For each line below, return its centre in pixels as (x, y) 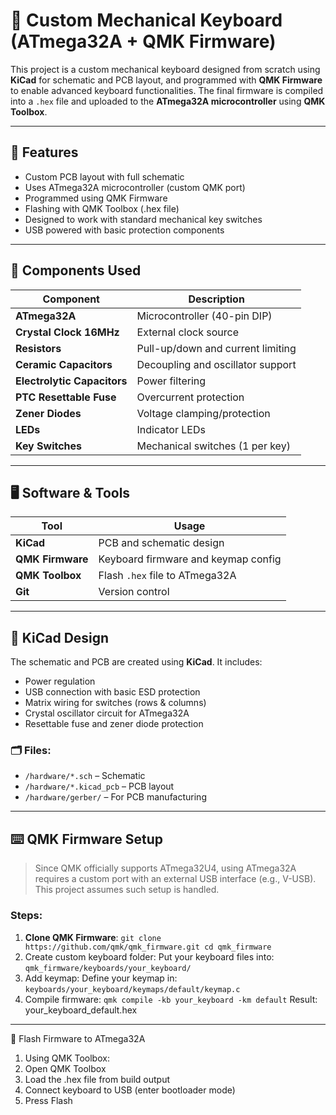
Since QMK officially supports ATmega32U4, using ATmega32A (165, 868)
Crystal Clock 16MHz (67, 332)
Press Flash (48, 1100)
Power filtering (171, 381)
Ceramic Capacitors (64, 364)
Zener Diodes (48, 413)
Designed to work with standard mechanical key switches (143, 219)
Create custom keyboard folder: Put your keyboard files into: (149, 956)
